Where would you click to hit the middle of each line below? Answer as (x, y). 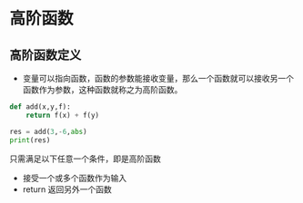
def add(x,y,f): (40, 107)
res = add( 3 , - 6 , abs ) (49, 131)
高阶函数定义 (45, 55)
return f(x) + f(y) (63, 115)
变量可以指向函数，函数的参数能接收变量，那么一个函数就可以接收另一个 (158, 78)
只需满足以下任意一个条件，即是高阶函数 (85, 159)
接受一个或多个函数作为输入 (75, 178)
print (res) (30, 140)
